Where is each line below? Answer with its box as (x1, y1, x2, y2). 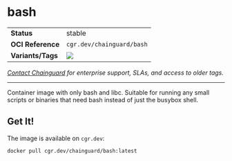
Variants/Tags (10, 50, 59, 60)
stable (66, 28, 86, 38)
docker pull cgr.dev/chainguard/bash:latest (7, 147, 137, 154)
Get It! (7, 115, 35, 128)
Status (10, 28, 33, 38)
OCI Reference (10, 39, 60, 49)
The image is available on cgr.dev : (7, 134, 105, 142)
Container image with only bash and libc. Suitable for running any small (7, 88, 210, 97)
